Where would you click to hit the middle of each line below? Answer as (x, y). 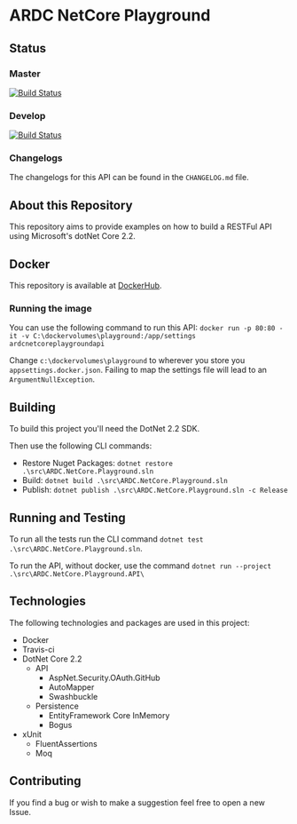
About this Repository (71, 205)
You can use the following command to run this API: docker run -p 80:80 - (146, 328)
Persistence (57, 706)
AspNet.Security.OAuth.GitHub (105, 677)
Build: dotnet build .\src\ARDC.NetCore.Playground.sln (125, 480)
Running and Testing (67, 517)
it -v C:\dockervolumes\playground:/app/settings (103, 337)
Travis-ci (38, 649)
